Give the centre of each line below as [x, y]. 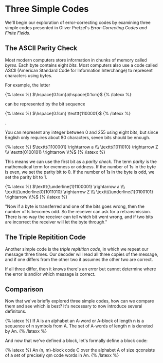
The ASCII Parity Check [41, 48]
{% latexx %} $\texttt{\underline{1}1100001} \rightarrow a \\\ [65, 186]
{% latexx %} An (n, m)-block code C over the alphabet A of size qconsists [80, 350]
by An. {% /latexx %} [26, 331]
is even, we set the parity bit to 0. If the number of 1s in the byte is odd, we [80, 172]
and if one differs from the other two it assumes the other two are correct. [79, 259]
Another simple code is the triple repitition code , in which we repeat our [77, 249]
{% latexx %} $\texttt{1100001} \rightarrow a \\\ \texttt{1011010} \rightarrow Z [81, 147]
